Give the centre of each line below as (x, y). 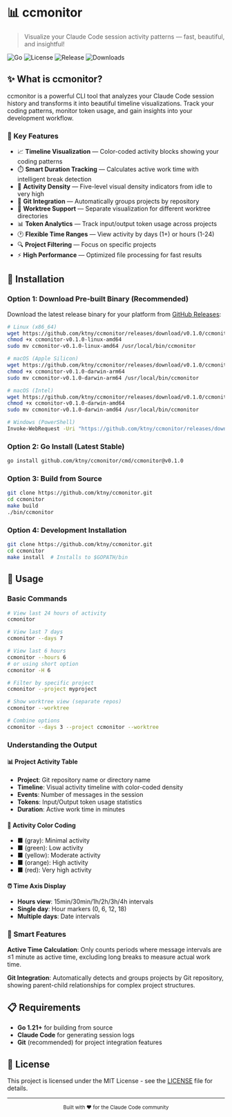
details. (18, 1089)
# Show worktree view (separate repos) (65, 702)
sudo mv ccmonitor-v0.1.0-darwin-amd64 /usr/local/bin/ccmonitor (103, 410)
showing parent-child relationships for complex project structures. (101, 985)
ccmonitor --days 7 (35, 639)
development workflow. (40, 118)
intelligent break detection (54, 179)
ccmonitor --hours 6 (37, 657)
